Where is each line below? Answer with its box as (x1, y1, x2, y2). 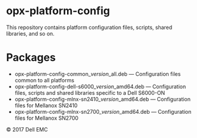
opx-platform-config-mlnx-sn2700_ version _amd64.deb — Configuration (14, 108, 192, 115)
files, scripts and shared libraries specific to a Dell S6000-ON (14, 89, 165, 96)
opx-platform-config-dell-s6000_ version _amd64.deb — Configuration (14, 83, 186, 90)
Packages (6, 51, 56, 65)
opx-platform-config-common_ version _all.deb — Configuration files (14, 70, 181, 78)
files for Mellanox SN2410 (14, 102, 78, 109)
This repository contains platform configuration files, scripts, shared (6, 24, 173, 31)
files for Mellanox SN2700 (14, 114, 79, 121)
